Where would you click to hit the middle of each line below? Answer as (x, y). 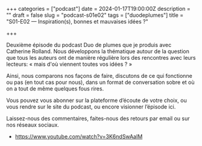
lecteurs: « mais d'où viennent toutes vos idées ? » (69, 64)
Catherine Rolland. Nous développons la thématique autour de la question (98, 51)
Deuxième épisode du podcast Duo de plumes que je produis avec (89, 45)
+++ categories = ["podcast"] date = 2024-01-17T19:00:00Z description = (99, 9)
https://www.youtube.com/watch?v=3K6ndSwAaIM (79, 136)
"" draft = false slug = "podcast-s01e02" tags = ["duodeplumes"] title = (95, 15)
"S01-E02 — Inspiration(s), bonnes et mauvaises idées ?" (77, 21)
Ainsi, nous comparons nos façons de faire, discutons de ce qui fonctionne (99, 76)
